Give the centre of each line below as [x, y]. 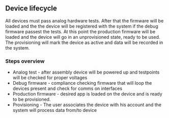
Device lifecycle [31, 8]
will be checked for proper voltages [50, 78]
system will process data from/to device [55, 110]
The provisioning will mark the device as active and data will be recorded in [84, 42]
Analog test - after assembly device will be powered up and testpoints [86, 72]
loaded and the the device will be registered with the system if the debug [82, 26]
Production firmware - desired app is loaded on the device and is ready [88, 94]
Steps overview [25, 61]
